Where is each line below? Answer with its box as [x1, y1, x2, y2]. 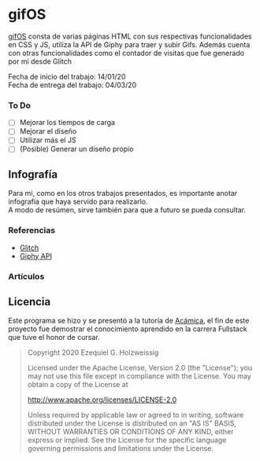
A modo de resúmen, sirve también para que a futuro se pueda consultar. [8, 205, 247, 215]
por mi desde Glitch [8, 57, 72, 66]
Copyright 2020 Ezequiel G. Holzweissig [27, 348, 159, 357]
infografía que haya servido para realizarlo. [8, 197, 148, 206]
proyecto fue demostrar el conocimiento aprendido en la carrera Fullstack [8, 324, 247, 334]
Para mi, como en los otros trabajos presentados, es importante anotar [8, 189, 238, 198]
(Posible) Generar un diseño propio [19, 144, 134, 154]
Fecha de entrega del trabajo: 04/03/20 [8, 80, 137, 90]
